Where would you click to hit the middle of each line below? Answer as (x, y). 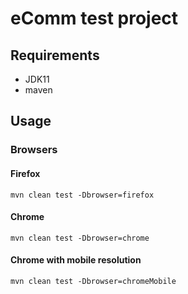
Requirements (55, 55)
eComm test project (94, 18)
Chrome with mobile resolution (76, 260)
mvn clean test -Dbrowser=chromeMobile (93, 281)
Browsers (34, 150)
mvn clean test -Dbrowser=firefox (82, 195)
